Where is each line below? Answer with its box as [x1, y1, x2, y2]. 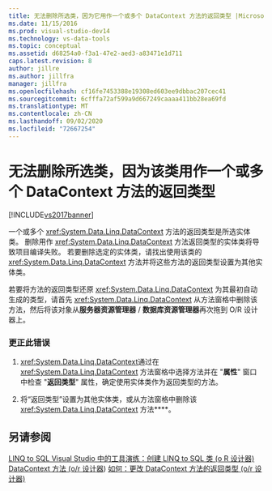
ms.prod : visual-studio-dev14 [8, 27, 111, 35]
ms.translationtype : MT [8, 102, 89, 110]
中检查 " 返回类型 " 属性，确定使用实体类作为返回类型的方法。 [19, 377, 223, 386]
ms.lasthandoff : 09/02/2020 [8, 117, 104, 126]
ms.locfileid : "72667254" [8, 125, 96, 133]
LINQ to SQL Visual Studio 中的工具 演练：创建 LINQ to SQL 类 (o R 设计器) [8, 453, 255, 463]
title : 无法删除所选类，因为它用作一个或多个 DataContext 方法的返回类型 [8, 11, 232, 20]
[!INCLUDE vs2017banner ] [8, 210, 95, 220]
